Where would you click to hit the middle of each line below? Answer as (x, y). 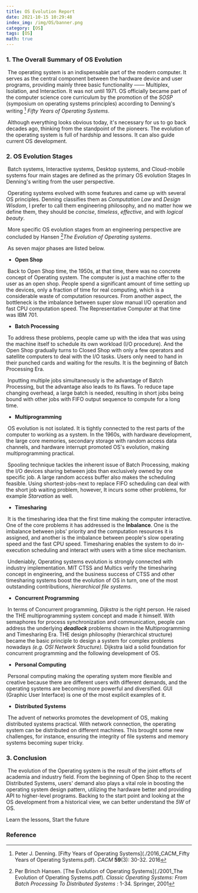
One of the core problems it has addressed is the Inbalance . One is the (92, 525)
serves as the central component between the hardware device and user (94, 79)
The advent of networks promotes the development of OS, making (88, 717)
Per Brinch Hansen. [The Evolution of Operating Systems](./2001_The (99, 871)
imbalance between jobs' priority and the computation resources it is (90, 531)
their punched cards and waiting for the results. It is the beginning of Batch (97, 362)
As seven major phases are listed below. (56, 248)
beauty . (16, 218)
